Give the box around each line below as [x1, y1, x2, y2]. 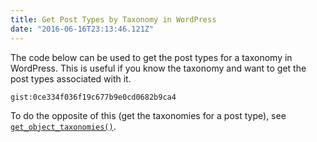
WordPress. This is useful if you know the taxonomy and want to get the [10, 62, 307, 74]
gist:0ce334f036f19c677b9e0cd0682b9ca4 [10, 92, 177, 102]
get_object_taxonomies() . [10, 120, 117, 132]
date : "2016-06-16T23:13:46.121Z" [10, 24, 155, 34]
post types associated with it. [10, 72, 132, 85]
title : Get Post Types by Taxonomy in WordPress [10, 14, 217, 25]
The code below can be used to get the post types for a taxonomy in [10, 51, 293, 63]
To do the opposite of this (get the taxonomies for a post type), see [10, 109, 287, 121]
